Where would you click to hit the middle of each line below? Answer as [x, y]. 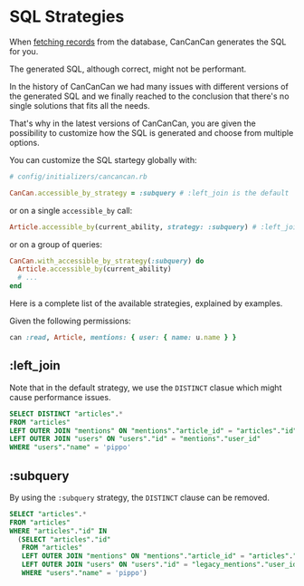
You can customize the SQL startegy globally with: [103, 159]
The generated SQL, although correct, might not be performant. [128, 69]
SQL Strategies [67, 17]
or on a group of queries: [56, 244]
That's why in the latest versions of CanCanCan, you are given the [133, 123]
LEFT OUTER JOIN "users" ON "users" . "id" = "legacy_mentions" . [143, 565]
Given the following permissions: [70, 321]
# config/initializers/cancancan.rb [78, 177]
